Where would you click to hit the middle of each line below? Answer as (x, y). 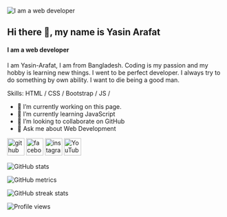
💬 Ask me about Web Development (66, 128)
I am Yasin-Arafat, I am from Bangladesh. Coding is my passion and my (108, 65)
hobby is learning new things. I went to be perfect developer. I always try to (114, 72)
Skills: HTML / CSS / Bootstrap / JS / (59, 93)
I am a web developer (38, 50)
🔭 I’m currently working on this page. (69, 106)
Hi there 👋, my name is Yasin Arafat (84, 32)
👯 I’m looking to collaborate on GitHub (71, 121)
